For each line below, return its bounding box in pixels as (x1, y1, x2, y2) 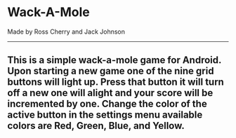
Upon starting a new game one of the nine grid (7, 65, 214, 77)
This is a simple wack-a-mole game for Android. (7, 54, 222, 67)
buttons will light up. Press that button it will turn (7, 76, 225, 88)
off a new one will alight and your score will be (7, 87, 214, 99)
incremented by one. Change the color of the (7, 98, 207, 110)
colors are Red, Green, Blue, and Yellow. (7, 120, 185, 132)
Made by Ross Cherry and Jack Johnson (7, 27, 125, 36)
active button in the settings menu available (7, 109, 203, 121)
